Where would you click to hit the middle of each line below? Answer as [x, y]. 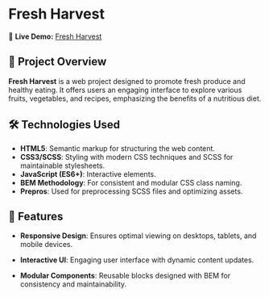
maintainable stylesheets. [62, 165]
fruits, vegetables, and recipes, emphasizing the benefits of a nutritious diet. [135, 98]
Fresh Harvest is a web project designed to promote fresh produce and [127, 81]
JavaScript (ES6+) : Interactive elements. [88, 174]
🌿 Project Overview [58, 62]
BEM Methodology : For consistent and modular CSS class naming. [131, 182]
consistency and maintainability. [73, 284]
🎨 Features [36, 216]
